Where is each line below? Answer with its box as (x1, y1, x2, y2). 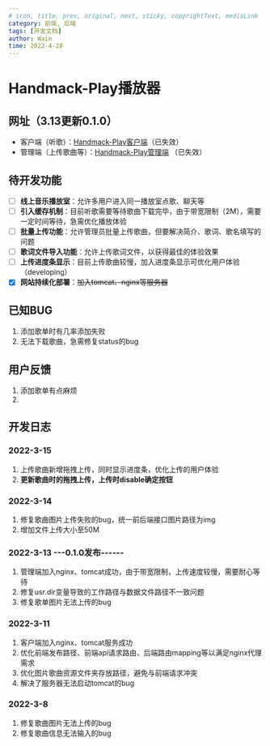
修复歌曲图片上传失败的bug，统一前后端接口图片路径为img (19, 514, 216, 524)
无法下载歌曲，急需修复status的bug (19, 337, 139, 347)
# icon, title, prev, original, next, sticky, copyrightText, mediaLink (8, 11, 259, 20)
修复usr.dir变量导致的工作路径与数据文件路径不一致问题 (19, 587, 205, 597)
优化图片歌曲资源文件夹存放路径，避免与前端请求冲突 (19, 667, 198, 677)
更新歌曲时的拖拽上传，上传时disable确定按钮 (19, 475, 174, 484)
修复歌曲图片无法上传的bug (19, 718, 112, 727)
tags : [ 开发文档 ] (8, 27, 62, 35)
